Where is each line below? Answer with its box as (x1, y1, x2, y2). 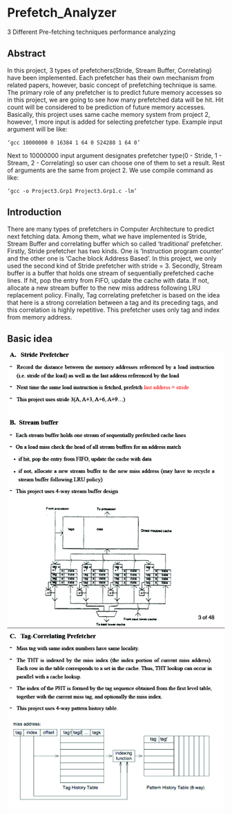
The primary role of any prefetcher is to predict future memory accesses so (7, 88, 222, 96)
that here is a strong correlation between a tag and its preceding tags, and (7, 298, 219, 306)
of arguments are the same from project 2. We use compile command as (7, 166, 213, 174)
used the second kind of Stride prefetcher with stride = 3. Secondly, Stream (7, 261, 222, 270)
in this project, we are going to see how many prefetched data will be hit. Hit (7, 95, 224, 104)
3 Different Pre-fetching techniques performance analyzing (7, 28, 176, 36)
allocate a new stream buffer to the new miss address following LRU (7, 284, 201, 292)
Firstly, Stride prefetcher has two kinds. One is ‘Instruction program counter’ (7, 247, 224, 255)
